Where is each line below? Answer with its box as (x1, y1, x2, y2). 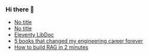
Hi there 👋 (5, 5, 35, 14)
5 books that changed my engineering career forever (14, 38, 143, 45)
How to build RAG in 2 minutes (14, 44, 89, 51)
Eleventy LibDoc (14, 31, 54, 38)
